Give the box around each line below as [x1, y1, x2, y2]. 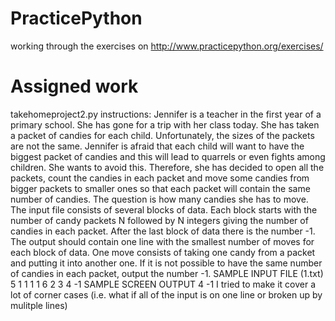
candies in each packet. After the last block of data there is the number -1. [10, 225, 316, 237]
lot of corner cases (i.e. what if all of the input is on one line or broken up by [10, 288, 323, 301]
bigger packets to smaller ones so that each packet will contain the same [10, 182, 311, 194]
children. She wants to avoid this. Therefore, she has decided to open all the [10, 161, 325, 173]
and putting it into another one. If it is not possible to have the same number [10, 257, 323, 269]
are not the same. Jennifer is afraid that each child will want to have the [10, 140, 305, 152]
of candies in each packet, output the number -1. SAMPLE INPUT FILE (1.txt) [10, 267, 324, 279]
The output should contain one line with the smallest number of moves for [10, 235, 315, 247]
